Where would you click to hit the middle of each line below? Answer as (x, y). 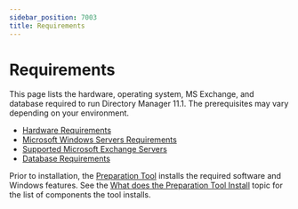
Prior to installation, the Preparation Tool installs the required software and (145, 176)
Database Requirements (66, 159)
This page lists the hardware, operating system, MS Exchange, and (132, 94)
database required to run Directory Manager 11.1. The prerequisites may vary (149, 104)
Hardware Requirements (67, 131)
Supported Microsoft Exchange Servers (94, 149)
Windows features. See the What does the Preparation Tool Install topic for (146, 185)
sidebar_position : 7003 (53, 17)
